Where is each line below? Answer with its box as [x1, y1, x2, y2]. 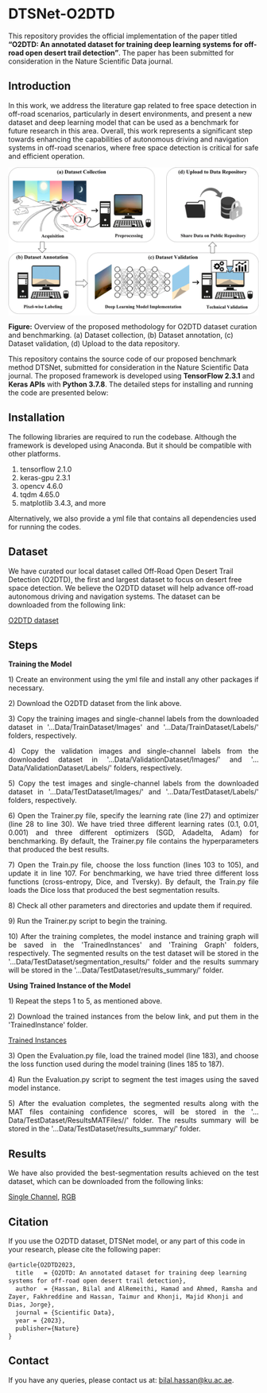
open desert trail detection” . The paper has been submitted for [25, 48, 234, 57]
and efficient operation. [8, 151, 85, 161]
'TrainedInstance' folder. [8, 1020, 88, 1030]
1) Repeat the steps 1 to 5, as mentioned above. [8, 996, 163, 1006]
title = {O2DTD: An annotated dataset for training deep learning [15, 1269, 247, 1277]
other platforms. [8, 448, 61, 458]
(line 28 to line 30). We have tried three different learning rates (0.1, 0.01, [8, 820, 259, 829]
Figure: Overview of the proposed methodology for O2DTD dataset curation [8, 322, 257, 332]
